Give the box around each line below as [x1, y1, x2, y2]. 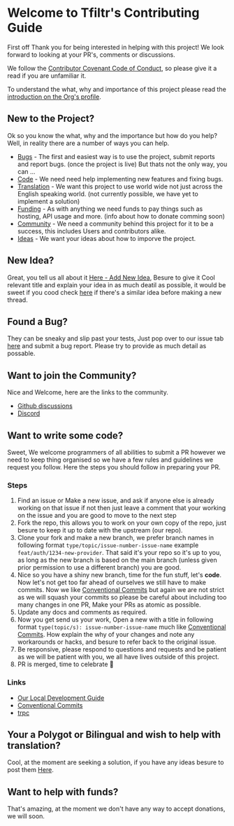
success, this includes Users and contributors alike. [17, 226, 166, 235]
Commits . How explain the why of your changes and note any [17, 631, 195, 639]
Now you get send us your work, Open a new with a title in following [17, 615, 214, 624]
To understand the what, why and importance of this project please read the [7, 85, 227, 93]
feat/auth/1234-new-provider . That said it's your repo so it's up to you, [17, 549, 222, 557]
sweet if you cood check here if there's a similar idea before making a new [7, 288, 222, 296]
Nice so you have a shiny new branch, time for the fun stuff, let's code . [17, 571, 222, 579]
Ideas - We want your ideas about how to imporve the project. [17, 234, 196, 242]
